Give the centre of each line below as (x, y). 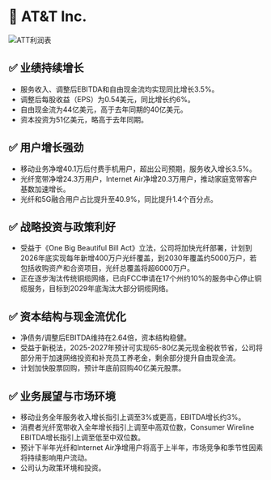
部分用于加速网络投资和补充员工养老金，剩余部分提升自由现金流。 (130, 358)
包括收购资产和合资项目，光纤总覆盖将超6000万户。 (107, 268)
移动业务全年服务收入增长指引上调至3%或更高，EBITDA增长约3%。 (133, 417)
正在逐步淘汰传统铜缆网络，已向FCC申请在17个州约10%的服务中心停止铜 (141, 278)
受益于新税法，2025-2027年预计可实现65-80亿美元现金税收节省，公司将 (141, 348)
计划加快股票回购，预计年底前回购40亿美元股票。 (103, 368)
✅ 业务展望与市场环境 (62, 396)
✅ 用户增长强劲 (46, 148)
